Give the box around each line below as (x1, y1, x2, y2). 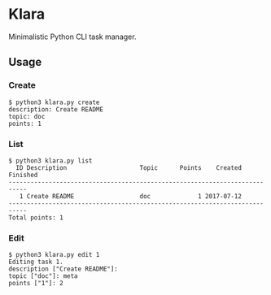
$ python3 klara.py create (8, 98, 100, 106)
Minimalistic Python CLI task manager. (8, 32, 137, 41)
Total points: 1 (8, 213, 63, 222)
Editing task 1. (8, 258, 63, 267)
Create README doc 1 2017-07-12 (26, 192, 243, 200)
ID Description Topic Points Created (15, 163, 243, 171)
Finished (8, 171, 38, 179)
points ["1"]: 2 (8, 280, 63, 288)
